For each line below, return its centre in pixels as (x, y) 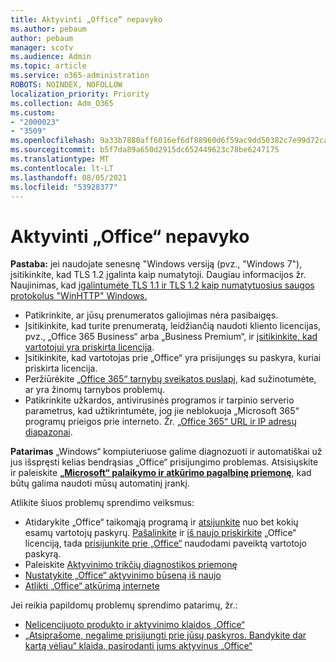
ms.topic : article (48, 66)
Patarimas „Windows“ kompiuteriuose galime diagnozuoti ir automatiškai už (166, 452)
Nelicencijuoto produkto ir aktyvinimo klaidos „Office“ (134, 625)
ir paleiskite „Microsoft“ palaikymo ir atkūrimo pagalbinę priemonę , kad (161, 473)
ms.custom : (33, 112)
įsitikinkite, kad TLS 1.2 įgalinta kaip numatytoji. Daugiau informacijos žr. (158, 275)
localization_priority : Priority (80, 94)
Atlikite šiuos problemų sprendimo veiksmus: (102, 503)
